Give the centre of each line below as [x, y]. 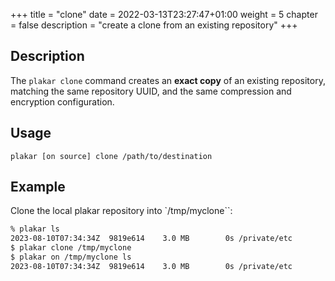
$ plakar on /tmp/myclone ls [71, 257]
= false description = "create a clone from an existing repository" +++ [154, 25]
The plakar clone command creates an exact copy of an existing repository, [168, 80]
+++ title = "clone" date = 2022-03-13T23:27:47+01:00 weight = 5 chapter [164, 14]
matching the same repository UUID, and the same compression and [151, 91]
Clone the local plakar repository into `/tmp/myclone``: [121, 211]
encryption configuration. [62, 101]
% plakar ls [35, 229]
